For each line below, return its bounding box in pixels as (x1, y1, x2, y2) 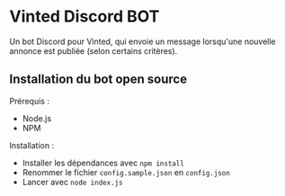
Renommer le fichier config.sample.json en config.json (22, 166, 231, 177)
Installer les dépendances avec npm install (22, 157, 184, 168)
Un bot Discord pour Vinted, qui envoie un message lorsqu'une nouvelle (9, 36, 276, 47)
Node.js (22, 112, 52, 123)
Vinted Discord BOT (9, 6, 160, 27)
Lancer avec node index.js (22, 176, 123, 187)
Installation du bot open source (9, 72, 187, 87)
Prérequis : (9, 95, 49, 106)
